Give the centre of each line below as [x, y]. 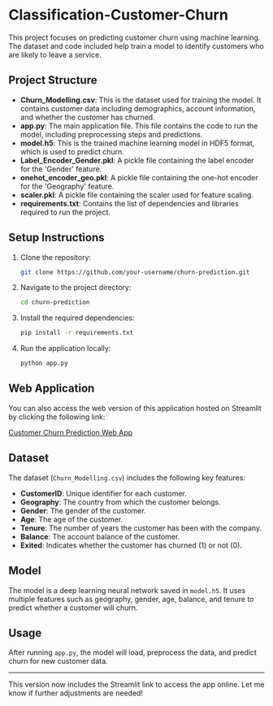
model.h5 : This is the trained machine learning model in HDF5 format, [137, 143]
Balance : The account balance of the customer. [100, 536]
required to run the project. [65, 212]
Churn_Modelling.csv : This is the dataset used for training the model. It [141, 100]
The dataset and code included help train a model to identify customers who [136, 45]
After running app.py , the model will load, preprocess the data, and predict [133, 652]
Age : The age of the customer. [71, 519]
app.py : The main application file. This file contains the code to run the [139, 126]
